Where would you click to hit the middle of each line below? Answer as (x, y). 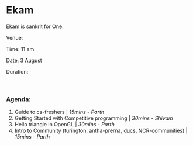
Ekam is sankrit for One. (35, 26)
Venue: (15, 37)
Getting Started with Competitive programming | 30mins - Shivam (94, 118)
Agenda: (18, 99)
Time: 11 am (20, 49)
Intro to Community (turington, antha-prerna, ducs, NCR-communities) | (101, 131)
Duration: (17, 71)
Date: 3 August (24, 60)
